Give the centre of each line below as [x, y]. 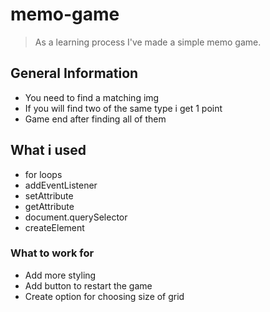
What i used [48, 150]
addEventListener [61, 185]
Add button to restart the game [88, 285]
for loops [43, 174]
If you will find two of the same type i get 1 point [123, 108]
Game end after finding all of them [95, 119]
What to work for [52, 253]
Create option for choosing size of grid [104, 296]
